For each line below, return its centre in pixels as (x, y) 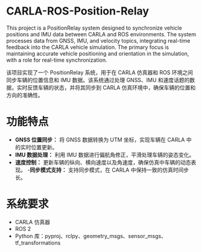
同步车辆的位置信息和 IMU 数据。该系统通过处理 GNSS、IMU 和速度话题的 (98, 80)
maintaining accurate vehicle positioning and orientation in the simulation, (98, 53)
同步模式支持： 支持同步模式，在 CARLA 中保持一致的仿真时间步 (109, 170)
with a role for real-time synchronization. (57, 60)
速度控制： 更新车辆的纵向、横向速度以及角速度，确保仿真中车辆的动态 (103, 162)
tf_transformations (38, 242)
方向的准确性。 (25, 95)
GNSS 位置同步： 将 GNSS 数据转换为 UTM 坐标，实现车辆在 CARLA (100, 140)
